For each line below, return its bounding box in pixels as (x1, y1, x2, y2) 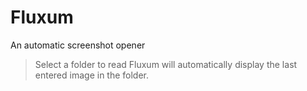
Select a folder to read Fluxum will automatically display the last (34, 58, 298, 70)
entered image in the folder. (34, 69, 150, 81)
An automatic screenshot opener (10, 39, 146, 51)
